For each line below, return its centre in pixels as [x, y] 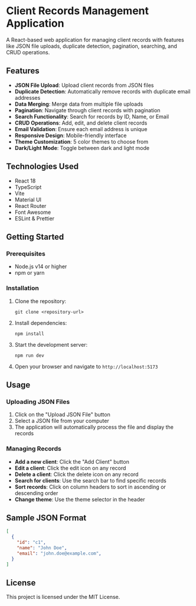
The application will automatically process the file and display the [94, 427]
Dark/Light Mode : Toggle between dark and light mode [82, 148]
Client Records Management [78, 11]
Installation [23, 288]
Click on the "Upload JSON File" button [62, 415]
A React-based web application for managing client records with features [95, 40]
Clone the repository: [40, 301]
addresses [27, 97]
